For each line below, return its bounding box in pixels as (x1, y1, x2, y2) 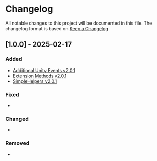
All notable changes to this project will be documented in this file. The (5, 20, 152, 26)
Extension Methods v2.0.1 (12, 73, 67, 79)
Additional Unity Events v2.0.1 (12, 67, 75, 73)
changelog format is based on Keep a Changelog (5, 25, 108, 31)
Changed (5, 115, 29, 122)
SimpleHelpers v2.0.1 (12, 78, 57, 84)
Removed (5, 140, 30, 147)
